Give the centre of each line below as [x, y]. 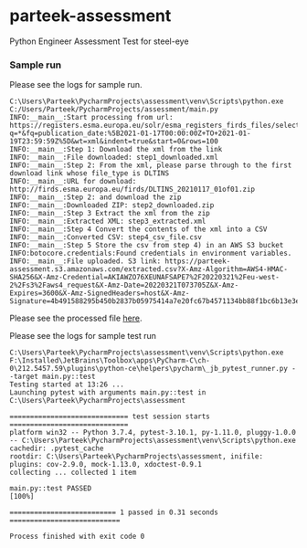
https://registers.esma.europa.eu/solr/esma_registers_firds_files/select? [157, 126]
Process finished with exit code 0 [77, 537]
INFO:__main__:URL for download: [73, 182]
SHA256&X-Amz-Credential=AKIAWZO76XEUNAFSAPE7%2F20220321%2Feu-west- [145, 278]
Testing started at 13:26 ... [67, 385]
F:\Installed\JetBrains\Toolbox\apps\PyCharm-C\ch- [110, 361]
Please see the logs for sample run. [76, 85]
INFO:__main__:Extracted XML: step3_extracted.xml [108, 221]
